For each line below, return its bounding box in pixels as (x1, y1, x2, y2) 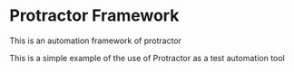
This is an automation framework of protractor (9, 35, 182, 46)
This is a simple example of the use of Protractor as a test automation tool (9, 52, 286, 63)
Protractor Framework (9, 5, 180, 26)
